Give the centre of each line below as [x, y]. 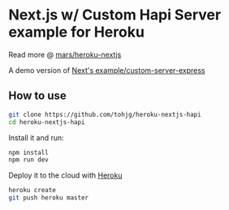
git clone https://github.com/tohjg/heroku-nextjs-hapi [105, 114]
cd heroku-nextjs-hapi [47, 122]
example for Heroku [76, 32]
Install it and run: [37, 137]
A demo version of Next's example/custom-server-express [107, 70]
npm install [28, 152]
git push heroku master [49, 198]
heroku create [32, 191]
